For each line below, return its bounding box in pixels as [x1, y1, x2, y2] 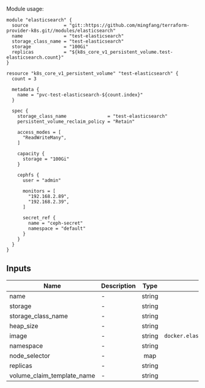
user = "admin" [22, 177, 62, 183]
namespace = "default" [28, 225, 86, 232]
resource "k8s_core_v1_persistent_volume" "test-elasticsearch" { [6, 70, 179, 76]
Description [101, 281, 136, 290]
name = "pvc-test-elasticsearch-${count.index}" [17, 92, 143, 98]
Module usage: [6, 5, 44, 12]
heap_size [9, 321, 38, 330]
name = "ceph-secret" [28, 220, 84, 226]
